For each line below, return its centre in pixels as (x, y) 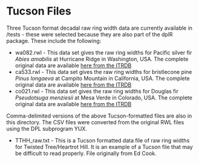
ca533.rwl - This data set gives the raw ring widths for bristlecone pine (103, 72)
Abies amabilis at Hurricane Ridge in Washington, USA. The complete (102, 59)
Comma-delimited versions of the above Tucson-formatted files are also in (99, 116)
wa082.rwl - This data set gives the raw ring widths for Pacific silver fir (103, 52)
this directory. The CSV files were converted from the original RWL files (95, 122)
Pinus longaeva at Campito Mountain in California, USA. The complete (102, 78)
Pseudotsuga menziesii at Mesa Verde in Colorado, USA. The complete (103, 98)
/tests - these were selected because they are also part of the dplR (90, 34)
